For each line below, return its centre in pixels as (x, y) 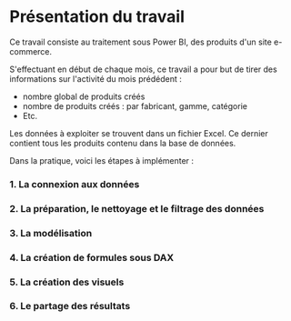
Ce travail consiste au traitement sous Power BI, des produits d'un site (141, 42)
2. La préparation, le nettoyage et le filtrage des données (137, 208)
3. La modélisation (51, 233)
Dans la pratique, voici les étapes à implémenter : (101, 160)
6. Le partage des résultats (70, 306)
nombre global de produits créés (84, 96)
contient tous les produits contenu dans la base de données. (123, 143)
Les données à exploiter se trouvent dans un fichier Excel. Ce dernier (139, 133)
